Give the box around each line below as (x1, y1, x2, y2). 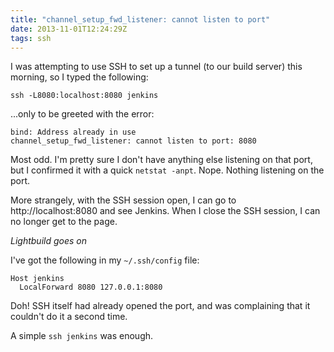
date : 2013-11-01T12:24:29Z (10, 24, 128, 34)
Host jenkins (10, 274, 65, 284)
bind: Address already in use (10, 127, 137, 138)
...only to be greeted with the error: (10, 108, 155, 120)
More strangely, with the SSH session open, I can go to (10, 194, 237, 206)
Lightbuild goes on (10, 235, 87, 247)
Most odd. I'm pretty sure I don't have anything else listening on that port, (10, 154, 313, 166)
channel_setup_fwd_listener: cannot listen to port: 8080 (10, 136, 257, 146)
